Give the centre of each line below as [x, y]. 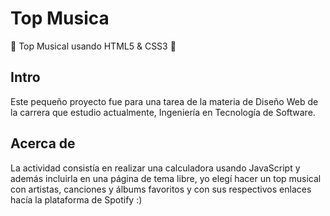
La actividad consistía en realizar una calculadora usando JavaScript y [155, 168]
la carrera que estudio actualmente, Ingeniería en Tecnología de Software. [163, 112]
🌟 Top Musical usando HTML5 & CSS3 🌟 [93, 46]
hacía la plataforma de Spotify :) [76, 199]
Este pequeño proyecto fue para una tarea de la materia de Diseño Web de [164, 101]
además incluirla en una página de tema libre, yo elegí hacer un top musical [166, 178]
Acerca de [43, 143]
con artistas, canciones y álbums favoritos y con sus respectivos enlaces [161, 189]
